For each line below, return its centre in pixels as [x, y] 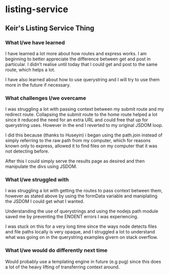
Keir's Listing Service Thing [50, 28]
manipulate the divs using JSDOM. [41, 166]
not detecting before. [27, 151]
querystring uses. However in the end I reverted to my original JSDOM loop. [84, 125]
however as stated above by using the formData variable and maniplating [81, 196]
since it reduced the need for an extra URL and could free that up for [77, 120]
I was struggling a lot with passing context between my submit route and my [85, 109]
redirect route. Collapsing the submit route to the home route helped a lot [81, 115]
